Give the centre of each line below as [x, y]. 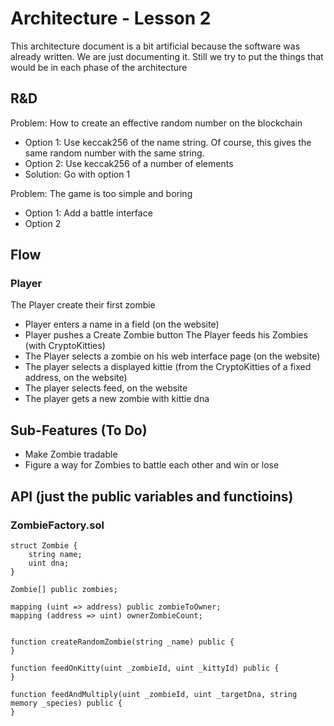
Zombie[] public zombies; [64, 589]
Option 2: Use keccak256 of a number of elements [129, 163]
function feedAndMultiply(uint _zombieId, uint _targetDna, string [154, 694]
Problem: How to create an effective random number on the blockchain [156, 123]
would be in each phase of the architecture [99, 67]
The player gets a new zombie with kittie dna [117, 399]
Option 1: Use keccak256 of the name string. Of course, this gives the [168, 142]
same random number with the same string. [114, 153]
